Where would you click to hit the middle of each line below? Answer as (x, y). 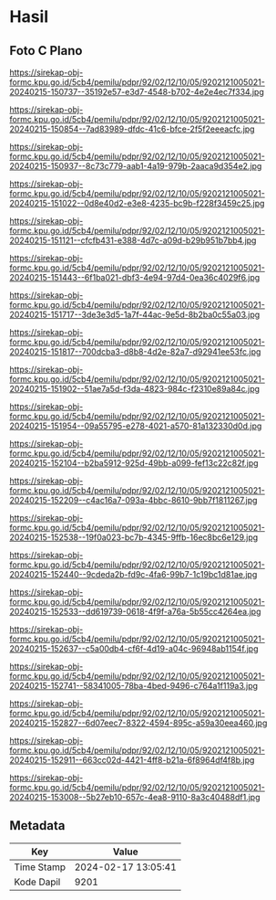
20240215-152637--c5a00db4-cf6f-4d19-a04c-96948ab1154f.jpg (134, 649)
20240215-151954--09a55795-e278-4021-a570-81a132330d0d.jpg (136, 426)
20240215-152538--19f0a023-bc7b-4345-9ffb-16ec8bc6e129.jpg (134, 537)
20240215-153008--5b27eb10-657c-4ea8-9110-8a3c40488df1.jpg (135, 797)
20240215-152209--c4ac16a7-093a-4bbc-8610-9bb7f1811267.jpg (133, 500)
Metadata (37, 826)
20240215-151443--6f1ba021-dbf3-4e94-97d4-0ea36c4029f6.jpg (135, 277)
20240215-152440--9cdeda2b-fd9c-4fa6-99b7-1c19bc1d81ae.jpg (133, 574)
